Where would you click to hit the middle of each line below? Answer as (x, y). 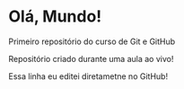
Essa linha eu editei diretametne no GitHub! (88, 76)
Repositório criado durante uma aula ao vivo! (91, 58)
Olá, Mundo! (55, 17)
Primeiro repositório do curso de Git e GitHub (92, 41)
